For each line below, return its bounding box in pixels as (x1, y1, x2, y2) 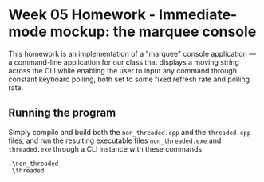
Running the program (8, 106, 116, 120)
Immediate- (158, 6, 238, 24)
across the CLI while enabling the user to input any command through (8, 65, 238, 75)
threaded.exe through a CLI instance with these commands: (8, 144, 204, 153)
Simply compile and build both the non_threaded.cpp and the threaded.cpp (8, 127, 251, 136)
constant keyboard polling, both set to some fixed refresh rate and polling (8, 74, 250, 84)
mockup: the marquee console (49, 22, 257, 41)
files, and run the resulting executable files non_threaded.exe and (8, 136, 222, 145)
